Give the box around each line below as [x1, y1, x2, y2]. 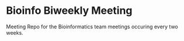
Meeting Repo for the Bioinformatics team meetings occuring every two [6, 23, 178, 30]
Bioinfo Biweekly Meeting [6, 4, 133, 17]
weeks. [6, 29, 23, 36]
